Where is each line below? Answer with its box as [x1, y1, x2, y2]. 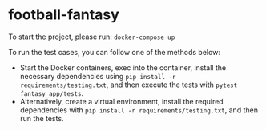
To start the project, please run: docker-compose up [8, 32, 175, 41]
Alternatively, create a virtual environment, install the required [19, 97, 224, 106]
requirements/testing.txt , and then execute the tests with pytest [19, 80, 238, 89]
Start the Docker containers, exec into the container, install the [19, 62, 227, 73]
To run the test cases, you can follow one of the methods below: [8, 47, 220, 57]
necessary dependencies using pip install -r [19, 71, 176, 81]
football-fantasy [8, 6, 120, 24]
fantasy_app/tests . [19, 88, 84, 97]
